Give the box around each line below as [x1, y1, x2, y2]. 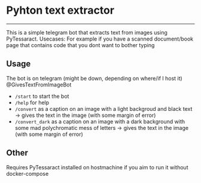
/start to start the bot [14, 92, 69, 100]
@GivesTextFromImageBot [6, 81, 72, 88]
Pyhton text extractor [6, 4, 115, 17]
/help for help [14, 99, 50, 106]
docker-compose [6, 170, 49, 177]
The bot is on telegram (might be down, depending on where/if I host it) [6, 75, 182, 82]
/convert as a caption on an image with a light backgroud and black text [14, 105, 193, 112]
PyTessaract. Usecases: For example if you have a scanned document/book [6, 35, 193, 42]
